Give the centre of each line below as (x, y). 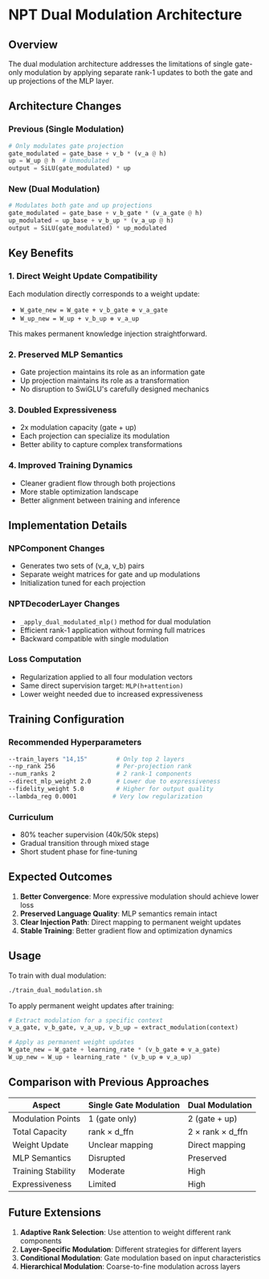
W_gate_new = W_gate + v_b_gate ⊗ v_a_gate (94, 310)
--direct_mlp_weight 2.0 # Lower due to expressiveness (114, 782)
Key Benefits (41, 253)
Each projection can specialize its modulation (95, 436)
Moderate (106, 1171)
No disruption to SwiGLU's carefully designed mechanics (114, 389)
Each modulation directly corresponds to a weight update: (104, 294)
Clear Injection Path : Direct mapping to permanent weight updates (130, 922)
